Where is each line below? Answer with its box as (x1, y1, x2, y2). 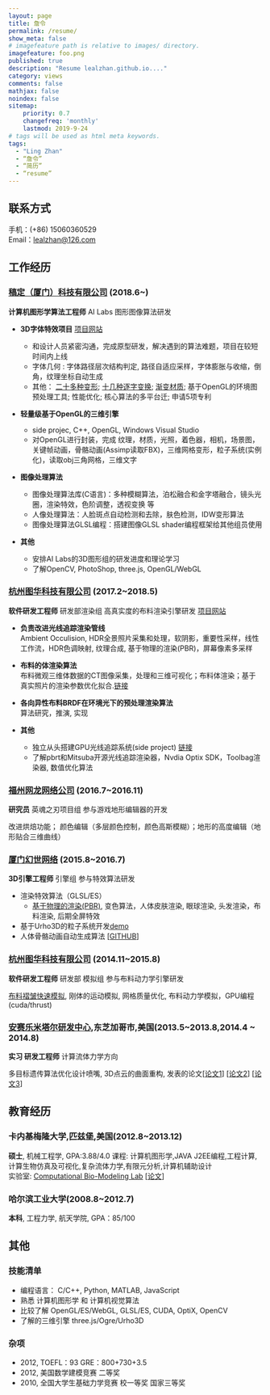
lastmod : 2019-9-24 (23, 124, 89, 133)
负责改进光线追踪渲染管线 (19, 623, 106, 633)
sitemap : (8, 102, 38, 110)
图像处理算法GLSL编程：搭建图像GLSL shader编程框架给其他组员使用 (31, 519, 263, 529)
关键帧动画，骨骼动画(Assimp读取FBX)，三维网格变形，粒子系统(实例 (31, 445, 262, 454)
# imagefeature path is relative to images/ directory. (8, 42, 200, 50)
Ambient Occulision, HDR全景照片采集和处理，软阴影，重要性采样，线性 (19, 633, 260, 643)
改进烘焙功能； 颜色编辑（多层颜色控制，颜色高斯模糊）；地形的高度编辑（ (8, 822, 254, 832)
